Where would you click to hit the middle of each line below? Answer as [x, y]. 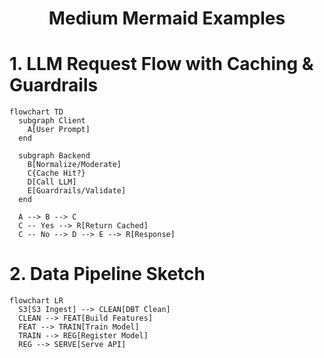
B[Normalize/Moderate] [74, 165]
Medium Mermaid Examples [167, 18]
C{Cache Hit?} [56, 173]
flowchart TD [36, 112]
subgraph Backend [54, 156]
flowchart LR [36, 301]
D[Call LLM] [52, 182]
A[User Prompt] [59, 130]
